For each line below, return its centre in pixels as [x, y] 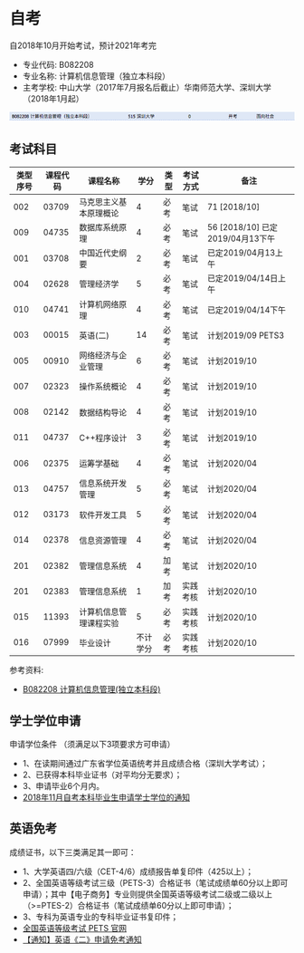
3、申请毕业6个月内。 [63, 786]
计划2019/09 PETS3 [246, 335]
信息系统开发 [103, 483]
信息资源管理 [103, 540]
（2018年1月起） [53, 98]
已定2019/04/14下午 [247, 310]
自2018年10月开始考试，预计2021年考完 [83, 45]
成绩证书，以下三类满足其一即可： [73, 852]
